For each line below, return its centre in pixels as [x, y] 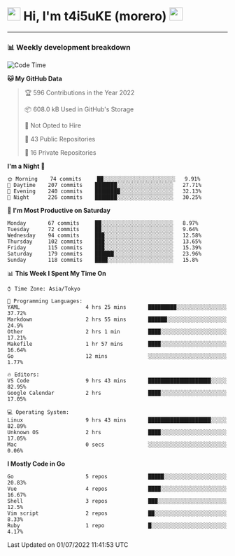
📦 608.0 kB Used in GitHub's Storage [79, 109]
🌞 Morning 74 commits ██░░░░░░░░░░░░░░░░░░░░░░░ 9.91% [104, 179]
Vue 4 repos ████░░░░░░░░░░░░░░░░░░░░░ [117, 489]
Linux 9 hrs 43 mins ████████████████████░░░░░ [117, 420]
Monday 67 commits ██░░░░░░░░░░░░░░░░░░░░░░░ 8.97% [103, 223]
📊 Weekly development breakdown [69, 47]
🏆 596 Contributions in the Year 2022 [79, 93]
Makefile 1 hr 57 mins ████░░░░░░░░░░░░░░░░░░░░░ [117, 344]
